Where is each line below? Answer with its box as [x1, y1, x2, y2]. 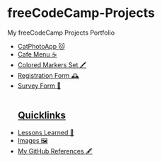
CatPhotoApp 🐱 [17, 42, 65, 50]
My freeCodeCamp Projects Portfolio [7, 28, 115, 37]
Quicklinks [17, 110, 66, 122]
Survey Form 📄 [17, 81, 62, 90]
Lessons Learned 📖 [17, 128, 74, 137]
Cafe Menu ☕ [17, 50, 57, 58]
